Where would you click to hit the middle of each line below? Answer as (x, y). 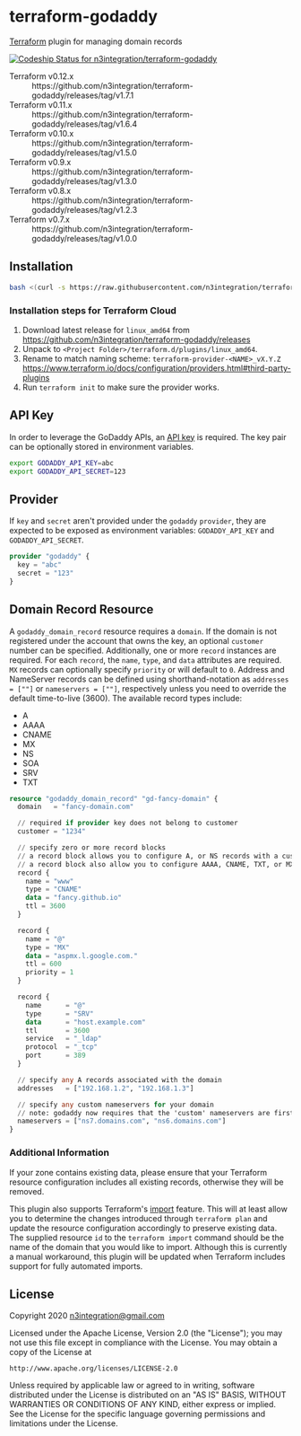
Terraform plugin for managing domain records (96, 41)
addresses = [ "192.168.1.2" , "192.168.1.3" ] (106, 1088)
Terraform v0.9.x (40, 162)
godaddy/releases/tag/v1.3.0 (84, 181)
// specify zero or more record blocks (92, 848)
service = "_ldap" (64, 1039)
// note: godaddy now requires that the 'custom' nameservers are (144, 1113)
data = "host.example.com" (86, 1022)
